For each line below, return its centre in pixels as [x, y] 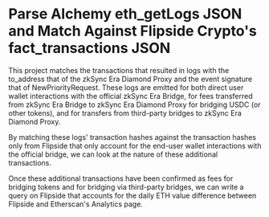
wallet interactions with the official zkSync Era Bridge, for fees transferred [130, 96]
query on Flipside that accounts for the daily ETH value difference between [132, 195]
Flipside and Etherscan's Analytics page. [75, 204]
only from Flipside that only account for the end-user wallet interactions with [135, 145]
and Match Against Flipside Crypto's [132, 31]
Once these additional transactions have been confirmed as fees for [121, 178]
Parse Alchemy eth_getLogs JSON [125, 14]
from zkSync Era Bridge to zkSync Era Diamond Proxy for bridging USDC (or [134, 104]
